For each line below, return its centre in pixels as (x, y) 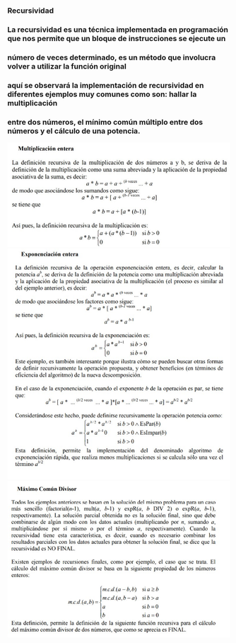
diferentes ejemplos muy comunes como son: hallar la (102, 94)
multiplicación (33, 103)
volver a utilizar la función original (67, 66)
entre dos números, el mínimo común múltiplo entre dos (105, 122)
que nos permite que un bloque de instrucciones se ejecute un (117, 38)
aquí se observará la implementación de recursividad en (106, 85)
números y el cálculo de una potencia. (74, 131)
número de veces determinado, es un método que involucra (112, 57)
